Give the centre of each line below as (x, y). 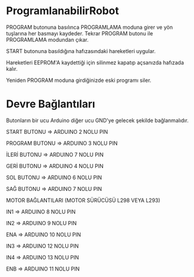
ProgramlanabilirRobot (63, 11)
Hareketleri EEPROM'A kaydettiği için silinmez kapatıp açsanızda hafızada (95, 62)
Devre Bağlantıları (51, 104)
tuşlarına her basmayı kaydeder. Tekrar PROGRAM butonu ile (80, 33)
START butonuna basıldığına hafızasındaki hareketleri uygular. (81, 51)
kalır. (12, 68)
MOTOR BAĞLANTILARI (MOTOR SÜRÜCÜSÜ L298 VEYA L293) (83, 200)
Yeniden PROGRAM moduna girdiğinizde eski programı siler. (79, 80)
